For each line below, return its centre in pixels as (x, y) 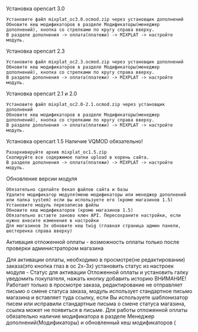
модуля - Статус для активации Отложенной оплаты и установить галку (98, 272)
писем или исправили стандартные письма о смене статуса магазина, (96, 304)
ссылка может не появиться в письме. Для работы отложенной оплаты (97, 310)
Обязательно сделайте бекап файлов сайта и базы (67, 189)
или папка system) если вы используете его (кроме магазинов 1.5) (90, 200)
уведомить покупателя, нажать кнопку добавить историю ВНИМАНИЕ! (96, 278)
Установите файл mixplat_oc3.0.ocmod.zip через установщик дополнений (95, 20)
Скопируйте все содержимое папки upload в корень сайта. (78, 157)
